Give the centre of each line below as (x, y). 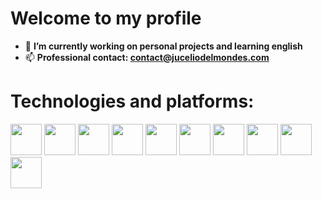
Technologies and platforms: (132, 101)
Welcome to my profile (106, 18)
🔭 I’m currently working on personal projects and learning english (163, 46)
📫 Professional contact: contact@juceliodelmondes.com (147, 57)
